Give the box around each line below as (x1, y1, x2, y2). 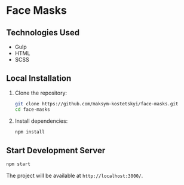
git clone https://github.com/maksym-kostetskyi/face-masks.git (14, 101, 179, 107)
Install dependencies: (14, 117, 68, 125)
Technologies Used (6, 28, 79, 38)
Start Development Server (6, 145, 106, 156)
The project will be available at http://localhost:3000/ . (6, 172, 143, 180)
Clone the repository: (14, 89, 68, 96)
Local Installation (6, 73, 72, 84)
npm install (14, 129, 45, 135)
